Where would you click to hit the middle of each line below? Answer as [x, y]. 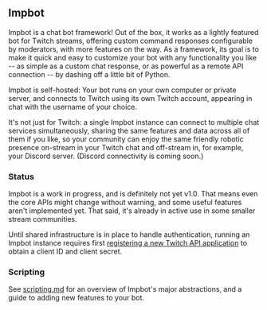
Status [21, 176]
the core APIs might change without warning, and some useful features [125, 203]
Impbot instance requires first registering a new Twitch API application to [128, 243]
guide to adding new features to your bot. [77, 298]
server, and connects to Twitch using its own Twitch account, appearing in [130, 98]
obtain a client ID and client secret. [65, 252]
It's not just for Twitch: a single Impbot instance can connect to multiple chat [134, 122]
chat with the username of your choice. [73, 107]
